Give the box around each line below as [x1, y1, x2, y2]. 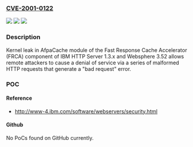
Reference [6, 94, 32, 102]
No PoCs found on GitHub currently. [6, 134, 94, 141]
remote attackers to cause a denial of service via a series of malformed [6, 59, 179, 66]
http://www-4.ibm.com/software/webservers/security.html [14, 107, 158, 115]
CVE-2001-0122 [6, 4, 54, 12]
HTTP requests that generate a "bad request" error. [6, 65, 132, 72]
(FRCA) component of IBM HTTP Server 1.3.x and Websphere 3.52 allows [6, 53, 184, 60]
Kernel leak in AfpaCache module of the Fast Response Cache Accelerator [6, 46, 188, 54]
